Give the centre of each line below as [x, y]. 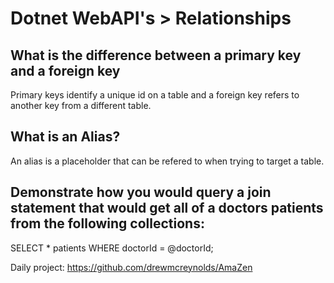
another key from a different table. [81, 105]
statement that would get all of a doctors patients [167, 208]
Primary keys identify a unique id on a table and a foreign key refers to [155, 95]
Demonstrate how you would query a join [141, 192]
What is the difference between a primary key [156, 55]
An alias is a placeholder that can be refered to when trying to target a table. [167, 161]
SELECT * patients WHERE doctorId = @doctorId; [112, 248]
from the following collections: [107, 223]
